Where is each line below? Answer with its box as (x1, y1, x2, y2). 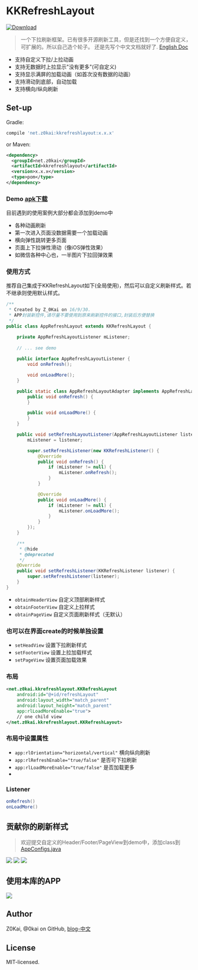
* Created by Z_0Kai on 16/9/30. (8, 307, 91, 313)
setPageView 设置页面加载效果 (14, 656, 87, 663)
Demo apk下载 (6, 194, 48, 203)
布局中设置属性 (6, 734, 49, 742)
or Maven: (6, 141, 31, 148)
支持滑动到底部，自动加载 (14, 78, 77, 85)
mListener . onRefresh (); (58, 470, 117, 476)
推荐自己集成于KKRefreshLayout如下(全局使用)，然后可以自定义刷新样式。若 (6, 282, 192, 289)
